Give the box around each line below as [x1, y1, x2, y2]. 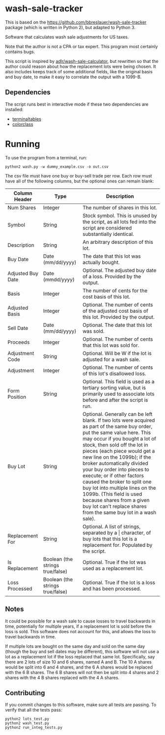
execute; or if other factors [82, 472, 144, 479]
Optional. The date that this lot [82, 322, 152, 328]
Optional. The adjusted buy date [82, 266, 157, 273]
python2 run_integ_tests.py [5, 725, 63, 730]
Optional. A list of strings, [82, 523, 141, 530]
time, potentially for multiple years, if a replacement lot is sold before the [5, 623, 152, 629]
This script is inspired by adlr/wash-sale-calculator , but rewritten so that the [5, 58, 159, 64]
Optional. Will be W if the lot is [82, 350, 152, 356]
